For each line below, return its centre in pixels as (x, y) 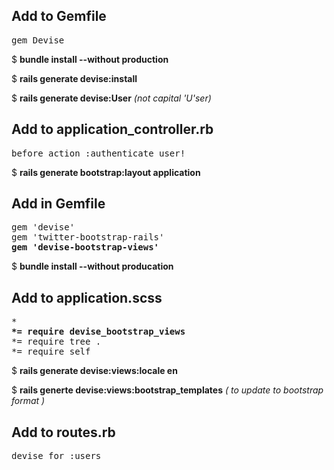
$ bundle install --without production (90, 59)
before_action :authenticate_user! (98, 153)
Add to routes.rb (63, 432)
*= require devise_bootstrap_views (98, 332)
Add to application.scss (87, 297)
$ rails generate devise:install (74, 78)
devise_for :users (56, 456)
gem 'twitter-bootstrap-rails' (88, 237)
